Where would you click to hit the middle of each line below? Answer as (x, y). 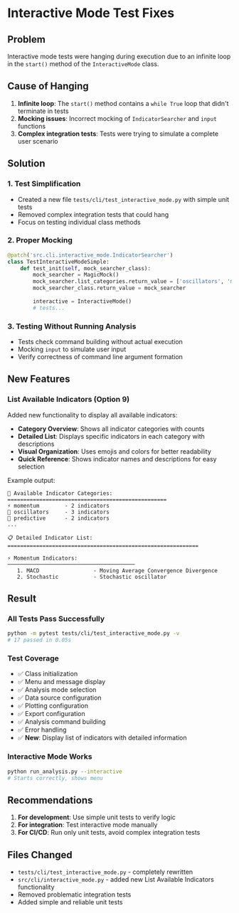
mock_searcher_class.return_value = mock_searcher (110, 288)
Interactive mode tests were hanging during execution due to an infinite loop (119, 56)
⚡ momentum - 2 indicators (59, 506)
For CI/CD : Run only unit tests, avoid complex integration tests (109, 833)
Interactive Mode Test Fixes (91, 13)
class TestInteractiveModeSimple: (59, 262)
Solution (26, 164)
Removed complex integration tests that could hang (93, 214)
